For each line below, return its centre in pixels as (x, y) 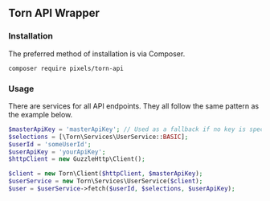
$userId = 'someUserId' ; (50, 144)
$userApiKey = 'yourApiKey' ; (57, 152)
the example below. (41, 114)
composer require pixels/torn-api (66, 68)
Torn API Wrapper (54, 13)
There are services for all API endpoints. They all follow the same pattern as (134, 106)
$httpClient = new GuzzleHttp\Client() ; (77, 159)
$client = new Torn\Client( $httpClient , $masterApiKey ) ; (106, 174)
